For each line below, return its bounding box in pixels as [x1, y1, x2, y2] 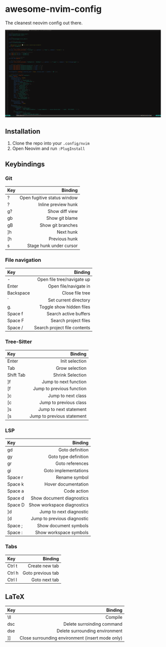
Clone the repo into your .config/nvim [12, 140, 90, 147]
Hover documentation [44, 481, 89, 487]
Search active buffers [46, 311, 90, 317]
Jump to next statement [38, 406, 86, 412]
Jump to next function [41, 379, 86, 385]
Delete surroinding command [63, 621, 123, 627]
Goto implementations [43, 467, 89, 473]
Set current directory [47, 297, 90, 303]
